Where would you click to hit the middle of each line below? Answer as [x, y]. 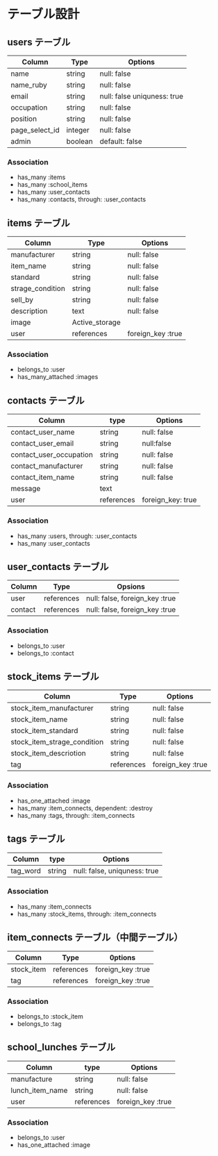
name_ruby [29, 85]
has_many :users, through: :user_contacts [77, 536]
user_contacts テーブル [58, 567]
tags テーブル [36, 839]
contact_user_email [42, 444]
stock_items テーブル [53, 677]
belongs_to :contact [45, 653]
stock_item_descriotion [48, 753]
